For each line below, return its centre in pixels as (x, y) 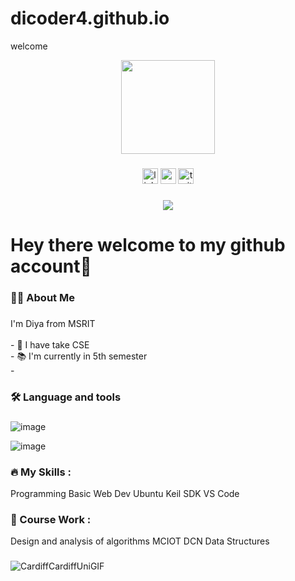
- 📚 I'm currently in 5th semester (79, 356)
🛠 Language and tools (66, 397)
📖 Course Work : (51, 519)
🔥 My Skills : (41, 472)
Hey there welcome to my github (148, 244)
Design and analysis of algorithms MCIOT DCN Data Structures (140, 541)
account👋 (51, 266)
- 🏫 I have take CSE (50, 344)
